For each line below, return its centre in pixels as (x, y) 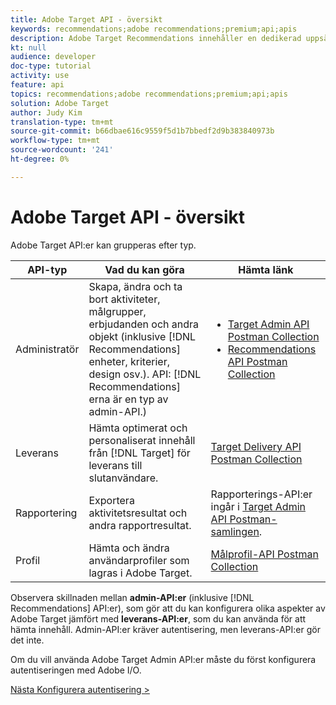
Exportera (111, 500)
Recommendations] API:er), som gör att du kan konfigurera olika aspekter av (168, 608)
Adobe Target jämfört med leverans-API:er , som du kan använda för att (158, 618)
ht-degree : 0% (40, 159)
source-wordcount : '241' (62, 150)
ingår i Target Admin (258, 506)
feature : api (37, 85)
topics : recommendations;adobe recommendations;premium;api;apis (149, 94)
